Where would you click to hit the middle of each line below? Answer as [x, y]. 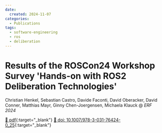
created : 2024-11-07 [30, 14]
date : [10, 10]
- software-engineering [33, 32]
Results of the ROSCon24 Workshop [80, 65]
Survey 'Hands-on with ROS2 [66, 76]
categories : [17, 19]
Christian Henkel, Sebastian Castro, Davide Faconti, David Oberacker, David [81, 100]
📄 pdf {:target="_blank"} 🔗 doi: [35, 120]
